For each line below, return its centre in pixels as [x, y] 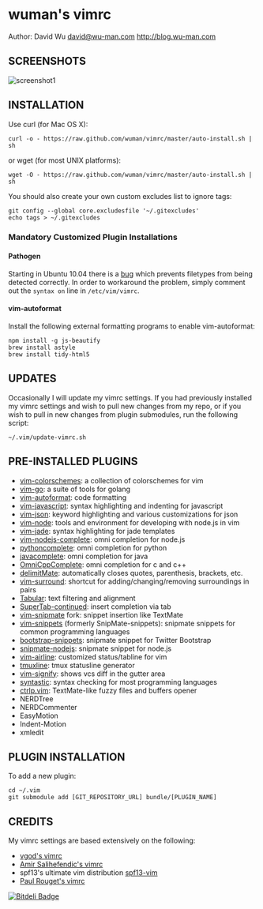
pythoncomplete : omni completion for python [93, 547]
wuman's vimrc [60, 15]
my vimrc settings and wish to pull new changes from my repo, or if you [125, 406]
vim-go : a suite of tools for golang [75, 489]
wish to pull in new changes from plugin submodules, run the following [123, 414]
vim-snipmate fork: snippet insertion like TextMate [101, 614]
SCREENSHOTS [47, 61]
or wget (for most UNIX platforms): [64, 160]
